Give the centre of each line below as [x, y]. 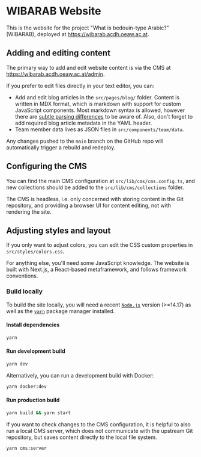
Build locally [25, 291]
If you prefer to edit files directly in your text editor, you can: [80, 85]
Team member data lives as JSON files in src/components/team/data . [99, 129]
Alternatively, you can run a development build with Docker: [80, 375]
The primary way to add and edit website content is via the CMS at [88, 67]
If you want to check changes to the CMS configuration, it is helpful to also [98, 424]
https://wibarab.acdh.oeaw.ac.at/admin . [55, 74]
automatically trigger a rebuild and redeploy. [61, 147]
